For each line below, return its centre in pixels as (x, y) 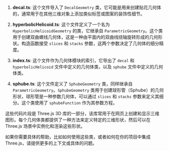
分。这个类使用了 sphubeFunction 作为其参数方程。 (65, 103)
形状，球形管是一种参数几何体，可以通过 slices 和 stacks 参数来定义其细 (88, 96)
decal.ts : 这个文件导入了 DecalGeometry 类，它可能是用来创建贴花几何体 (87, 7)
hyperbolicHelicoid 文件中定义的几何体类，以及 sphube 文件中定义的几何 (88, 67)
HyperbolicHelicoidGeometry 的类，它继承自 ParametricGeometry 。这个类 (88, 31)
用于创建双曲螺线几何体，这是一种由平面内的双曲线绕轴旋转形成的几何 (85, 37)
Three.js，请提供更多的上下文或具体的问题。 (51, 143)
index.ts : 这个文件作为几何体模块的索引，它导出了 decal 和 (73, 60)
